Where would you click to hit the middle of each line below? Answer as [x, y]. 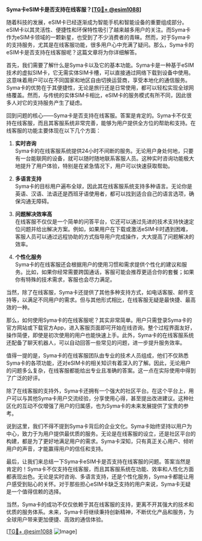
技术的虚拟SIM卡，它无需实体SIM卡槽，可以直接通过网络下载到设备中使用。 [100, 73]
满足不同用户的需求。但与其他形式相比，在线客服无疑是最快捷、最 [109, 300]
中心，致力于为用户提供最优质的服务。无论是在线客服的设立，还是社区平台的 [101, 434]
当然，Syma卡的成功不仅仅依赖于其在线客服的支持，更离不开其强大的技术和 [100, 504]
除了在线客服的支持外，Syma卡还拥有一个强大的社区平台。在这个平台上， [97, 391]
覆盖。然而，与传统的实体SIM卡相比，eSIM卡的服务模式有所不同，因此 [99, 95]
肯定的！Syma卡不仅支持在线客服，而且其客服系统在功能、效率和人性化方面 [100, 469]
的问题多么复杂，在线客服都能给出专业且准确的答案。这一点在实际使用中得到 [101, 370]
